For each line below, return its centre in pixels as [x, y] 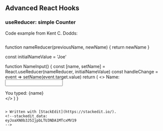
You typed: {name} [24, 93]
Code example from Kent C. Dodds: [41, 33]
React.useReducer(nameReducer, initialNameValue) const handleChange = [82, 71]
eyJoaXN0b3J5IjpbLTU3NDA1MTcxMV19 [41, 120]
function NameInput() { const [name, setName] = [55, 66]
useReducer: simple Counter [41, 22]
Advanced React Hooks [42, 8]
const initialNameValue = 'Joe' [36, 57]
